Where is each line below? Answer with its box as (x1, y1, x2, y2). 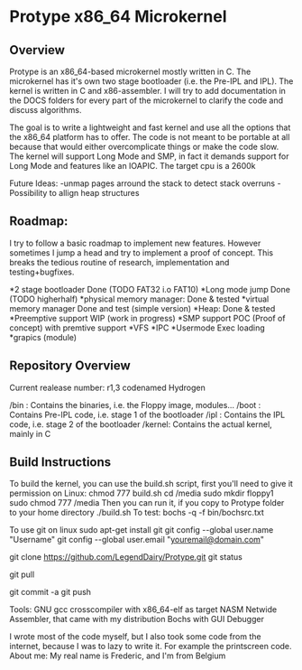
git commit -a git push (9, 587, 92, 598)
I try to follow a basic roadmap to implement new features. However (9, 237, 261, 248)
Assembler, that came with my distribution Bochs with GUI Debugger (9, 614, 264, 625)
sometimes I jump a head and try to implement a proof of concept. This (9, 247, 273, 258)
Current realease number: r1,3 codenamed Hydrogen (9, 382, 206, 393)
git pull (9, 569, 35, 580)
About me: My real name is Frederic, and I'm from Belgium (9, 650, 226, 661)
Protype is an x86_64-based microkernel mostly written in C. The (9, 66, 252, 77)
